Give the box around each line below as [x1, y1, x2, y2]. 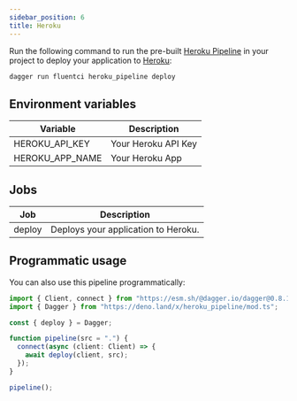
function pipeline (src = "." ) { [9, 334, 128, 343]
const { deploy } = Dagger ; [9, 318, 113, 328]
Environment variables [9, 96, 137, 112]
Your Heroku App [110, 152, 183, 165]
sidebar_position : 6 [9, 12, 86, 22]
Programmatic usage [9, 253, 127, 268]
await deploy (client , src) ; [25, 351, 128, 359]
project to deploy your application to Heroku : [9, 55, 172, 66]
